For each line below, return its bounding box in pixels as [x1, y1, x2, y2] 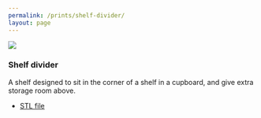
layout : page [8, 19, 51, 27]
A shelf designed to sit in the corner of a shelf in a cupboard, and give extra [8, 77, 254, 87]
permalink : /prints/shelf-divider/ [8, 11, 125, 20]
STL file [19, 101, 45, 110]
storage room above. [8, 86, 76, 95]
